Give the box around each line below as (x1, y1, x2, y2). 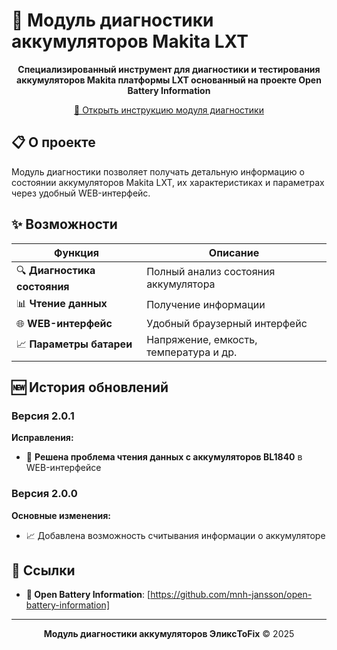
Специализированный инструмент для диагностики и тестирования (17, 63, 321, 75)
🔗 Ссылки (11, 562, 76, 579)
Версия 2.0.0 (11, 487, 78, 501)
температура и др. (146, 345, 238, 359)
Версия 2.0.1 (11, 409, 75, 423)
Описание (208, 245, 260, 259)
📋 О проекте (11, 134, 96, 151)
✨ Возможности (11, 216, 118, 233)
